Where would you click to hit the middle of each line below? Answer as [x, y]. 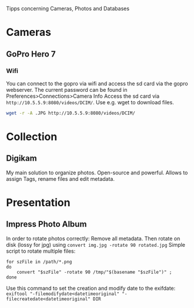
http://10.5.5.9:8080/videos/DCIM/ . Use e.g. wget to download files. [90, 102]
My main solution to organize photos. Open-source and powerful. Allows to [97, 173]
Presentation [38, 202]
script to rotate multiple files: [41, 251]
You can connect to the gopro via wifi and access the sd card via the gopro [97, 83]
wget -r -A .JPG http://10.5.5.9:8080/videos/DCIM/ [71, 113]
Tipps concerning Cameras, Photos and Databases [68, 9]
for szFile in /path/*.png [39, 261]
